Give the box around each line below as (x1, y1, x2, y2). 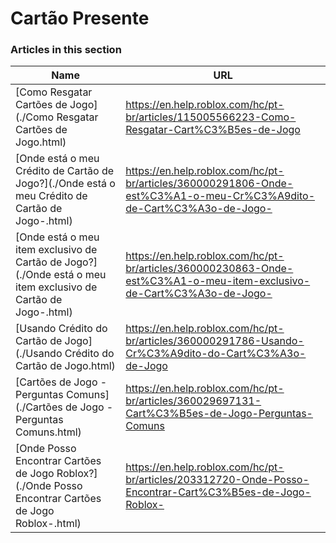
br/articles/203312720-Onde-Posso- (125, 473, 310, 487)
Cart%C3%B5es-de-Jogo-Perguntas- (125, 407, 313, 421)
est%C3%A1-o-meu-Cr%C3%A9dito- (125, 189, 316, 203)
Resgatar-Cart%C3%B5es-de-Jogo (125, 123, 301, 137)
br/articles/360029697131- (125, 394, 262, 408)
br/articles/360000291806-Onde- (125, 177, 294, 191)
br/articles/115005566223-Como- (125, 110, 297, 124)
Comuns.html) (15, 425, 82, 439)
